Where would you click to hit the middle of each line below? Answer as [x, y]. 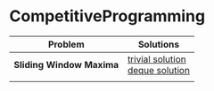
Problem [66, 44]
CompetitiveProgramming [107, 16]
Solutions [159, 44]
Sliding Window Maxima [66, 64]
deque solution [159, 70]
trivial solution [157, 59]
